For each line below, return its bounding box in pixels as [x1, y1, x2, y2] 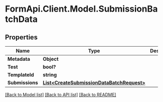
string [43, 71, 57, 78]
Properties [5, 33, 38, 41]
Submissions [7, 79, 38, 86]
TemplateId [7, 71, 34, 78]
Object [43, 56, 59, 62]
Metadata [7, 56, 31, 62]
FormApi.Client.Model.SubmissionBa [5, 3, 158, 15]
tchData [5, 14, 38, 25]
